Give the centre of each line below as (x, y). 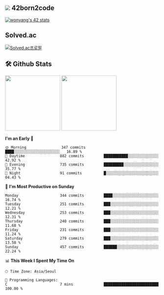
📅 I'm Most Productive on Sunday (40, 187)
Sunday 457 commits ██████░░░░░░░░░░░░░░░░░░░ (82, 247)
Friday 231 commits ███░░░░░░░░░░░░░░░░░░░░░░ (82, 230)
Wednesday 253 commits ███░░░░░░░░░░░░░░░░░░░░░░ (82, 213)
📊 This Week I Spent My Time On (40, 261)
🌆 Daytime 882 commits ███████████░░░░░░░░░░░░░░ (82, 156)
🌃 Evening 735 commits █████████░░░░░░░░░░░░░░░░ (82, 165)
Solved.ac (21, 36)
